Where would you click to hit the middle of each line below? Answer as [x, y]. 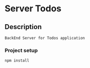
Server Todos [33, 9]
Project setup [21, 50]
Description [23, 27]
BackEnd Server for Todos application [45, 38]
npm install [17, 61]
